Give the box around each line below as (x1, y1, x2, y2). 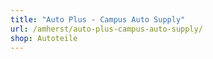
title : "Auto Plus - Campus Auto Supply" (10, 14, 186, 25)
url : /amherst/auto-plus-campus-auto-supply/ (10, 24, 203, 34)
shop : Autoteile (10, 33, 78, 43)
